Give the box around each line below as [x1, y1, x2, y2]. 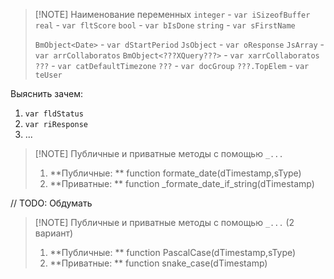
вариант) [34, 227, 74, 239]
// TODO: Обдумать [10, 197, 93, 209]
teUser [34, 70, 63, 80]
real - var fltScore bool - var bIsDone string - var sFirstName [34, 19, 296, 31]
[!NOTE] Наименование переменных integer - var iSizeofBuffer [34, 9, 311, 20]
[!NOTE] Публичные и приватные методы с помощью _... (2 [34, 217, 295, 228]
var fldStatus [24, 109, 84, 119]
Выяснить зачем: [10, 88, 84, 99]
